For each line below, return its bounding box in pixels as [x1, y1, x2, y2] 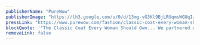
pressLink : [5, 19, 33, 25]
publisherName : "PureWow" [5, 8, 70, 15]
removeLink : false [5, 30, 51, 36]
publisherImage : [5, 14, 46, 20]
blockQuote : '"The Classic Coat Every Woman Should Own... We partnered [5, 25, 190, 31]
